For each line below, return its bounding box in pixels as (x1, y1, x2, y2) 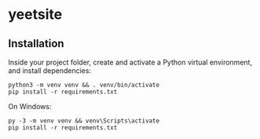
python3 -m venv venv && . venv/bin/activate (8, 81, 159, 89)
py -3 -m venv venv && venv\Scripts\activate (8, 117, 159, 125)
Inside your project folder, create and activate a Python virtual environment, (8, 57, 253, 67)
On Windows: (8, 102, 52, 111)
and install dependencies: (8, 66, 92, 75)
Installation (8, 37, 64, 50)
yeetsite (8, 5, 63, 24)
